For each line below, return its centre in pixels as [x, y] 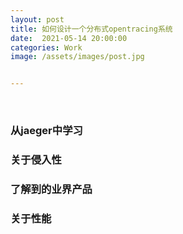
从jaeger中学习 [46, 131]
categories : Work [46, 47]
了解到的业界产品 [51, 189]
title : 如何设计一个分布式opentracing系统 [91, 29]
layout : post [37, 19]
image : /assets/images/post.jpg [77, 57]
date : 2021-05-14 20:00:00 [69, 38]
